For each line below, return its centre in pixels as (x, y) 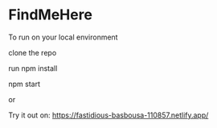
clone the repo (33, 52)
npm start (25, 84)
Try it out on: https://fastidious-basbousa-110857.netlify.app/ (108, 115)
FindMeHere (50, 15)
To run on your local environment (63, 37)
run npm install (33, 68)
